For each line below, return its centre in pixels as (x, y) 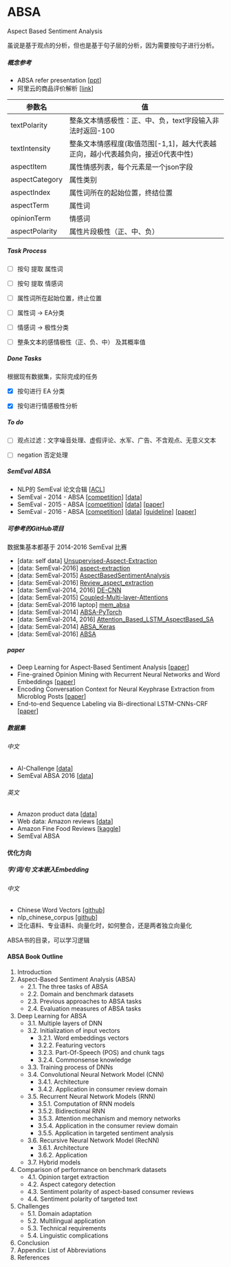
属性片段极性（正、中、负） (114, 231)
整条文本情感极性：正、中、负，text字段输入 (141, 120)
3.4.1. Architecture (63, 1082)
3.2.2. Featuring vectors (71, 1045)
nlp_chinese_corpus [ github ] (57, 918)
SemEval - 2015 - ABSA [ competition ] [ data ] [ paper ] (91, 504)
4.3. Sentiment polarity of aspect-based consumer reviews (111, 1191)
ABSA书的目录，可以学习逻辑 (48, 940)
